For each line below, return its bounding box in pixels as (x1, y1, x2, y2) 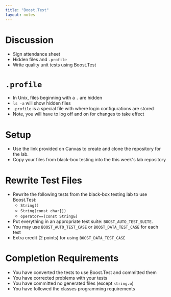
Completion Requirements (5, 253, 119, 264)
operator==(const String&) (20, 214, 78, 219)
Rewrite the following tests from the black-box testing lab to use (12, 191, 148, 197)
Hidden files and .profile (12, 57, 67, 63)
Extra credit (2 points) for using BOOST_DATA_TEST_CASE (12, 235, 126, 241)
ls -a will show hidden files (12, 100, 71, 106)
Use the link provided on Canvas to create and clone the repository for (12, 146, 161, 152)
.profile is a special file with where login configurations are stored (12, 106, 154, 112)
